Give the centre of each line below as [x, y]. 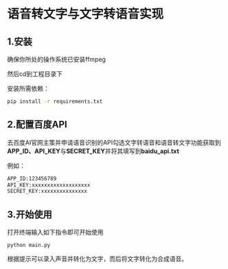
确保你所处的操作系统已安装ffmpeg [57, 59]
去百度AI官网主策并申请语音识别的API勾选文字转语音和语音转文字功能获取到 [114, 142]
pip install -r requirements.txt [55, 102]
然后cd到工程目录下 [35, 74]
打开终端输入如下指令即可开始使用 [55, 232]
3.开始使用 [30, 214]
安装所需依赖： [28, 89]
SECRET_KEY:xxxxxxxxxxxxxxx [47, 191]
